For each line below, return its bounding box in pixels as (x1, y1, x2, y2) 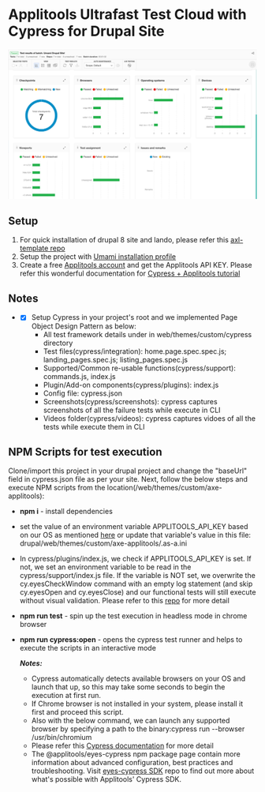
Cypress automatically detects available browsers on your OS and (31, 674, 246, 684)
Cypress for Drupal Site (8, 22, 165, 40)
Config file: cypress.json (43, 388, 123, 398)
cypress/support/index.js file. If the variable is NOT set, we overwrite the (19, 571, 256, 580)
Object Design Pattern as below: (31, 321, 136, 331)
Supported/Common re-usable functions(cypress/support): (43, 363, 237, 373)
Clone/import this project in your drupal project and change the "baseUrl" (8, 466, 248, 475)
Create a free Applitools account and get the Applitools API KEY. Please (19, 261, 252, 270)
